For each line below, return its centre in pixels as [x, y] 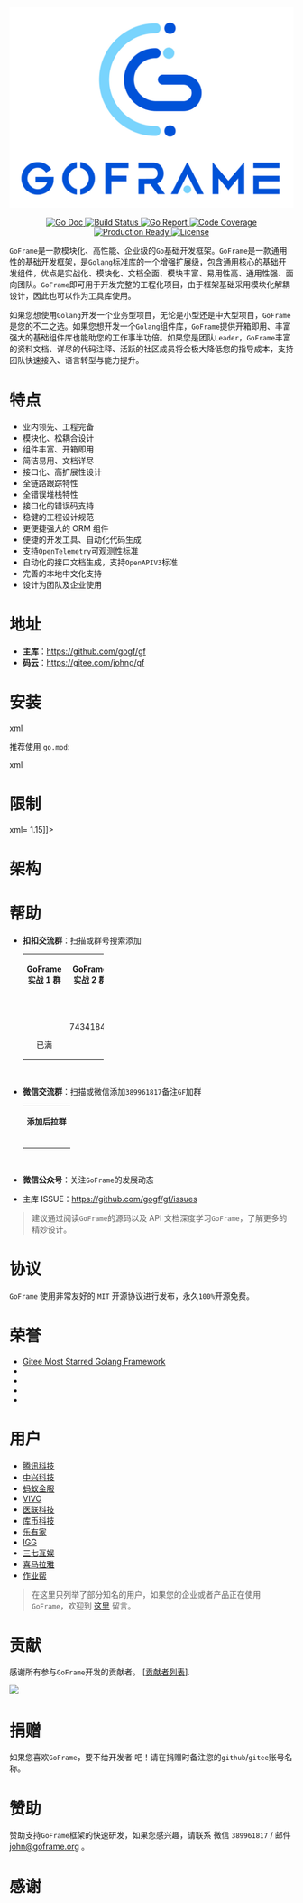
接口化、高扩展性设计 [62, 472]
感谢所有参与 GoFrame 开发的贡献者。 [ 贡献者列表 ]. [100, 1672]
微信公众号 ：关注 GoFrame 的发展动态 [88, 1180]
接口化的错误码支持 [58, 506]
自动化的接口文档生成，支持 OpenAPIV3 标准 [100, 563]
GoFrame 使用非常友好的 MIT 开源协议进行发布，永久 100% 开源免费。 [132, 1296]
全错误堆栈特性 [50, 495]
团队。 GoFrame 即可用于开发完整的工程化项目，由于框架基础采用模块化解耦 [154, 285]
